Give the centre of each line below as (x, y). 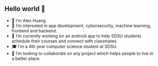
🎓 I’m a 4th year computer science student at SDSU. (65, 46)
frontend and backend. (34, 31)
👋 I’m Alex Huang (29, 20)
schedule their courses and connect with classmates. (65, 41)
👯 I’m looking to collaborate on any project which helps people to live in (82, 53)
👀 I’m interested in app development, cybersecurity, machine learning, (81, 26)
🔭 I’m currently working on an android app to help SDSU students (76, 36)
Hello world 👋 (25, 9)
